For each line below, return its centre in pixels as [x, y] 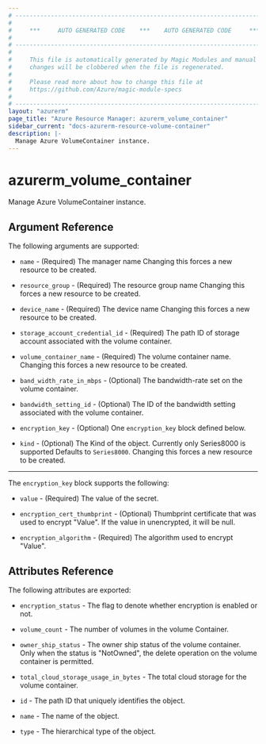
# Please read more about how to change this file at [106, 82]
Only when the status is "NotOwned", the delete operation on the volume [138, 653]
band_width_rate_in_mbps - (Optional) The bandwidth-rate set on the [131, 381]
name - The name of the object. [70, 716]
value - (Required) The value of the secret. [89, 499]
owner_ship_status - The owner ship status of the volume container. [130, 645]
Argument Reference [61, 227]
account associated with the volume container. [96, 341]
